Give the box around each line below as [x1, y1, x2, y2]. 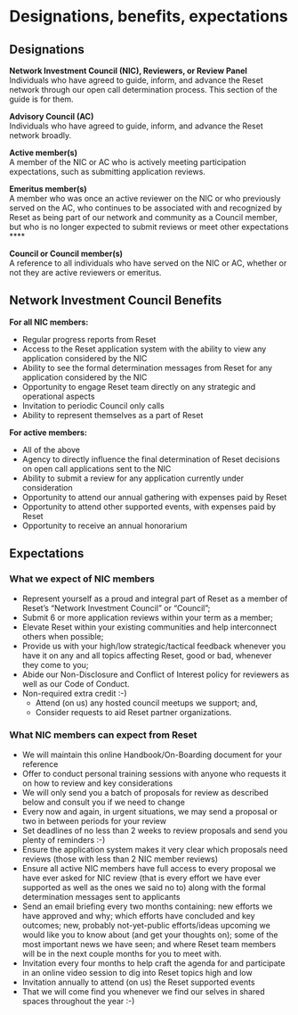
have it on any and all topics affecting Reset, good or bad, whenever [21, 649, 272, 661]
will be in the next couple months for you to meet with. [21, 948, 222, 959]
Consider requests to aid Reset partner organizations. [35, 706, 232, 717]
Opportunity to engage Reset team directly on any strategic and [21, 381, 256, 392]
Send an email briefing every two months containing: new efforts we [21, 901, 273, 912]
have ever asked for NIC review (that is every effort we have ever [21, 872, 261, 883]
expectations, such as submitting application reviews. [9, 167, 206, 177]
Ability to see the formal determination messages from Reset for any [21, 362, 273, 373]
